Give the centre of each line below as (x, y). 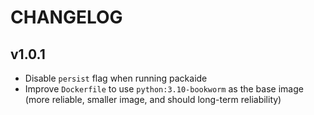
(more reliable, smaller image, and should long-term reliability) (153, 99)
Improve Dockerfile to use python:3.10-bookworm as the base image (164, 89)
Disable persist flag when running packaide (116, 78)
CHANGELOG (66, 17)
